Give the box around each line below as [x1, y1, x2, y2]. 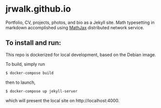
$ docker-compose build [5, 71, 54, 75]
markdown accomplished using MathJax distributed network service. [5, 24, 144, 30]
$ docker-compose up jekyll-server [5, 89, 78, 93]
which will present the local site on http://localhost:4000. [5, 97, 120, 103]
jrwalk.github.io [5, 3, 71, 15]
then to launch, [5, 79, 36, 85]
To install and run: [5, 39, 61, 47]
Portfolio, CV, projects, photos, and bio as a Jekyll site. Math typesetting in [5, 19, 155, 25]
